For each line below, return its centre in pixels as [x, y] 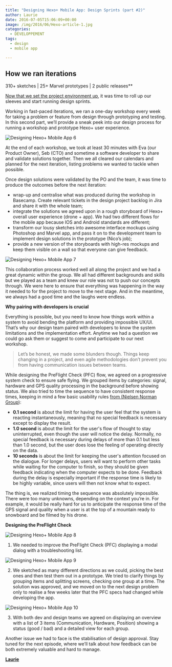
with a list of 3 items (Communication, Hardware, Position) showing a [85, 623]
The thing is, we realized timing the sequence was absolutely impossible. [82, 493]
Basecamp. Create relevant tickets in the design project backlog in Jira [87, 201]
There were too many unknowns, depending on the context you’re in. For [82, 499]
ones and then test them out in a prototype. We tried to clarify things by [88, 576]
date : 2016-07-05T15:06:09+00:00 [41, 20]
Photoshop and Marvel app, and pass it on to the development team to [87, 233]
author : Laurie [21, 15]
